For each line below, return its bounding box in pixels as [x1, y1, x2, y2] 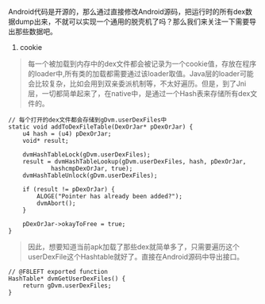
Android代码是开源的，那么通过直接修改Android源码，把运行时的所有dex [8, 7, 246, 16]
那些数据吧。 [14, 27, 57, 36]
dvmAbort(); [36, 199, 77, 207]
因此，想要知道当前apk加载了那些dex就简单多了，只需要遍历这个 [27, 242, 240, 252]
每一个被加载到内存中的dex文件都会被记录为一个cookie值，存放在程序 [27, 59, 256, 68]
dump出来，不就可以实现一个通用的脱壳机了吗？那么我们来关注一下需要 [14, 17, 250, 26]
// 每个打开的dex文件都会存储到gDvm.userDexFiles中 [8, 116, 167, 124]
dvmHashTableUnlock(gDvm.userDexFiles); [22, 171, 158, 179]
